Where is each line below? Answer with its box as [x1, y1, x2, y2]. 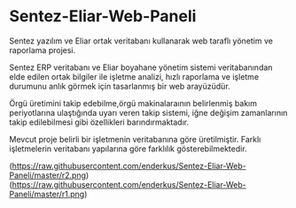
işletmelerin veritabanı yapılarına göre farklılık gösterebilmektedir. [9, 143, 247, 154]
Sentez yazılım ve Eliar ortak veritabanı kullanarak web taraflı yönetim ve [9, 35, 273, 46]
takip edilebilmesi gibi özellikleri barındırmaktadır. [9, 117, 189, 127]
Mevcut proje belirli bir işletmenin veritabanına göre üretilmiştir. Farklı [9, 134, 261, 144]
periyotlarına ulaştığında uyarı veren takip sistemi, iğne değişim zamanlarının [9, 107, 288, 118]
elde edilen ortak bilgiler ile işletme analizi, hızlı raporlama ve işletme [9, 71, 260, 81]
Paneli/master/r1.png [9, 189, 85, 199]
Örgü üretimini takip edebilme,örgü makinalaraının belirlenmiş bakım [9, 97, 257, 108]
